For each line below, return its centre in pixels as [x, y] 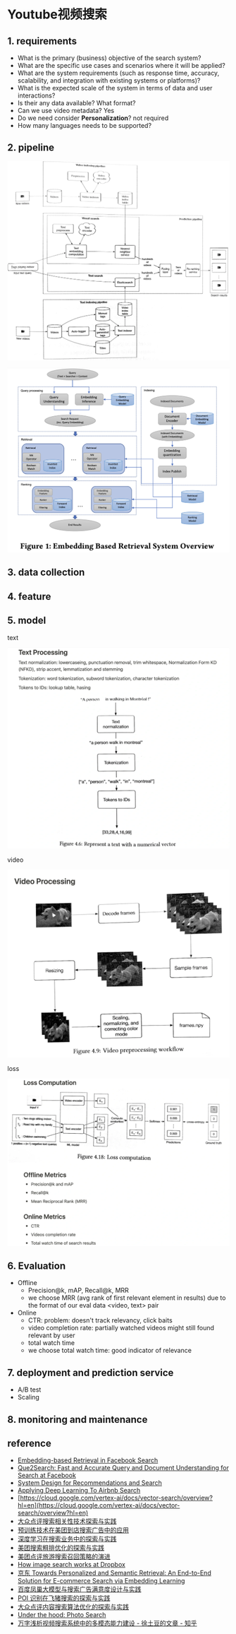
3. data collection [46, 573]
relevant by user [51, 1335]
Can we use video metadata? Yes [66, 111]
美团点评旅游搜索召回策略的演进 [64, 1557]
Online [27, 1313]
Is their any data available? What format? [76, 103]
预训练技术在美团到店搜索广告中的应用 [73, 1530]
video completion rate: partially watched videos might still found [121, 1328]
